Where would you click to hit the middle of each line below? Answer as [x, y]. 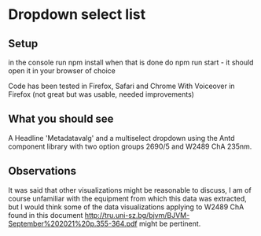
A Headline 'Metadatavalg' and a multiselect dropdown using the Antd [121, 138]
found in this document [46, 215]
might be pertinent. [170, 223]
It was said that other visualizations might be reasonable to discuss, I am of [130, 190]
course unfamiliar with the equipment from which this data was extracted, [128, 198]
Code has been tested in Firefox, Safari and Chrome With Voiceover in [121, 86]
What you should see [61, 119]
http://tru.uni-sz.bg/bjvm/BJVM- [137, 215]
